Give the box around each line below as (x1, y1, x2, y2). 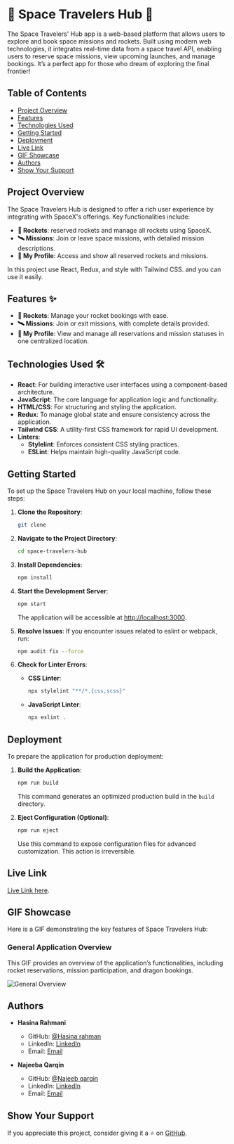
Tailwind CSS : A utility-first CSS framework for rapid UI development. (17, 425, 219, 434)
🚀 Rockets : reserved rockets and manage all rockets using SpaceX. (17, 226, 212, 234)
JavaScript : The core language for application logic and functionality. (17, 395, 219, 404)
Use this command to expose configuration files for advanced (17, 840, 196, 848)
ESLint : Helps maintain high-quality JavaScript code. (27, 448, 181, 456)
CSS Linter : (27, 674, 62, 683)
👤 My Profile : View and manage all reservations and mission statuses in (17, 330, 224, 338)
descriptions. (17, 244, 56, 252)
